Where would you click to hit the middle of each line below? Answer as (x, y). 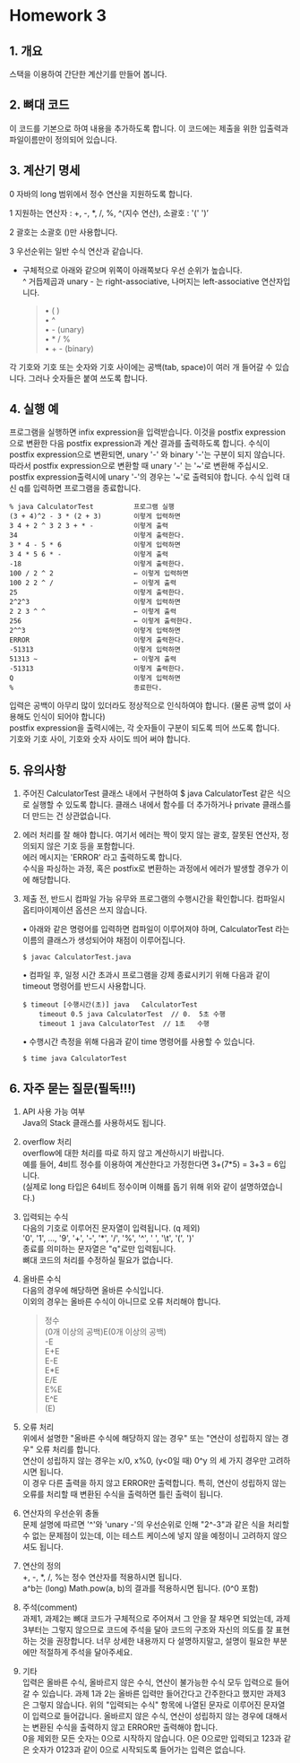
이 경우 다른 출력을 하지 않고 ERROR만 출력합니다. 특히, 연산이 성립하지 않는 (154, 1483)
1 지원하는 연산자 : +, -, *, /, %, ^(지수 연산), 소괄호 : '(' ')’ (109, 212)
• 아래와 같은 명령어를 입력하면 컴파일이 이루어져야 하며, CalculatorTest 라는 (156, 929)
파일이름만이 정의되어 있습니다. (64, 139)
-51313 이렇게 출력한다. (97, 669)
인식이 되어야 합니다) (69, 717)
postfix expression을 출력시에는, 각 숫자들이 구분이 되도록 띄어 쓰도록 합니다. (145, 728)
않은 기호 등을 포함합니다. (90, 846)
